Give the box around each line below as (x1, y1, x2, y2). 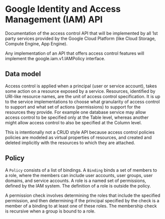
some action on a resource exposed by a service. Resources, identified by (5, 88, 156, 94)
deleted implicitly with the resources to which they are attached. (5, 140, 135, 146)
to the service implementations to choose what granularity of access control (5, 99, 160, 105)
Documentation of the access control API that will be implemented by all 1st (5, 30, 158, 36)
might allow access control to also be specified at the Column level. (5, 119, 142, 125)
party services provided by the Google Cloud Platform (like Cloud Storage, (5, 36, 156, 41)
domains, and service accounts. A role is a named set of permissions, (5, 178, 146, 183)
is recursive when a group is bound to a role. (5, 208, 96, 214)
